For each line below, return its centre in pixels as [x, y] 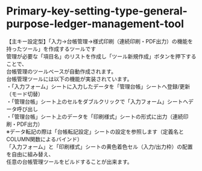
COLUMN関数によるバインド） [45, 139]
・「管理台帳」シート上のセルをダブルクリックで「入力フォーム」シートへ [97, 101]
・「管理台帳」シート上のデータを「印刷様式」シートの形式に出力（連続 [95, 116]
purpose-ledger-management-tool [95, 24]
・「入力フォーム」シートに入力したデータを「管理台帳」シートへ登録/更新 [98, 86]
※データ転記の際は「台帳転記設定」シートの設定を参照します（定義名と [95, 131]
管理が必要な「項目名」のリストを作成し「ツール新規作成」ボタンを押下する [101, 56]
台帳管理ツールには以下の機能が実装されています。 [69, 79]
